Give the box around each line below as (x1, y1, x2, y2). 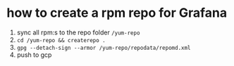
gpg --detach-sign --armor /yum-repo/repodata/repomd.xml (16, 44, 191, 51)
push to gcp (16, 51, 52, 59)
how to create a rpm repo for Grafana (6, 5, 227, 21)
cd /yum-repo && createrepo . (16, 37, 106, 44)
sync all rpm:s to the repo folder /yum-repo (16, 28, 140, 37)
